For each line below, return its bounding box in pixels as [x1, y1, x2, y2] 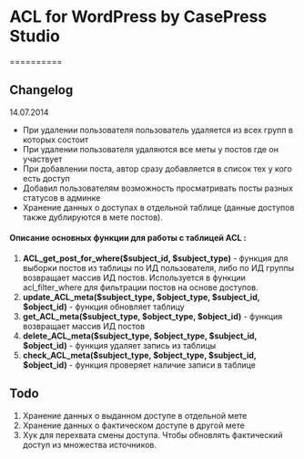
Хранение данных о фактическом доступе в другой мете [22, 420, 246, 431]
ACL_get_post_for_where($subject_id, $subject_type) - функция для [22, 253, 289, 264]
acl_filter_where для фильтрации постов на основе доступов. [22, 281, 259, 293]
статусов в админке [22, 192, 101, 203]
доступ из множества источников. [22, 439, 157, 450]
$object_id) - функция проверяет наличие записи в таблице [22, 359, 257, 370]
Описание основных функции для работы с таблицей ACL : [9, 233, 247, 244]
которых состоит [22, 134, 89, 145]
